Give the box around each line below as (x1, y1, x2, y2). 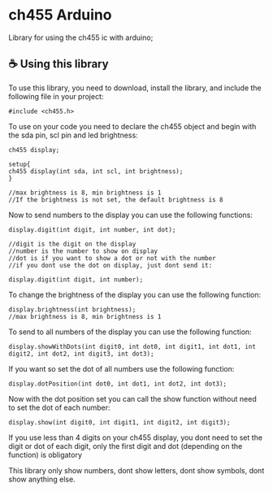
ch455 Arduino (8, 6, 112, 24)
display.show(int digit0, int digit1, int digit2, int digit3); (8, 418, 231, 426)
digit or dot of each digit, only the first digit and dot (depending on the (8, 441, 243, 451)
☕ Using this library (8, 57, 109, 71)
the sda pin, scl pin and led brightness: (8, 130, 138, 140)
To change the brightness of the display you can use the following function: (8, 290, 262, 299)
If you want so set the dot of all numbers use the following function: (8, 364, 235, 373)
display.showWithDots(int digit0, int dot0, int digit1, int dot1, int (8, 342, 256, 350)
